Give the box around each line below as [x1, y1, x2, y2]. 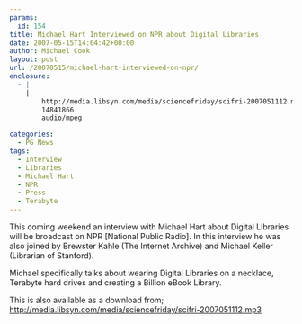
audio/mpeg [41, 113, 83, 122]
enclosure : [9, 72, 50, 81]
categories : [9, 130, 54, 139]
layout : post [9, 55, 58, 64]
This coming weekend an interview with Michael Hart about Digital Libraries [9, 221, 289, 232]
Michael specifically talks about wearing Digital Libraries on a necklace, [9, 267, 274, 278]
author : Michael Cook [9, 47, 91, 56]
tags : [9, 147, 30, 156]
